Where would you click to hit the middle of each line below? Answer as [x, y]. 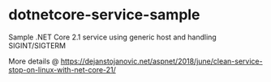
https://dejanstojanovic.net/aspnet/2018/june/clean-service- [161, 61]
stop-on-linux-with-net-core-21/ [62, 69]
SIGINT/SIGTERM [37, 45]
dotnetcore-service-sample [104, 15]
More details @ [34, 61]
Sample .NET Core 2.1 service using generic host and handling [112, 37]
